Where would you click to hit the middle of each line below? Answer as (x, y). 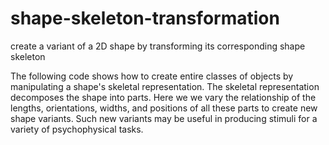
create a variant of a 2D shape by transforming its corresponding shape (158, 46)
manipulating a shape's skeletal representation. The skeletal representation (165, 86)
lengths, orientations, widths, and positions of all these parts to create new (164, 108)
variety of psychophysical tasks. (77, 129)
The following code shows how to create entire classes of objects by (152, 76)
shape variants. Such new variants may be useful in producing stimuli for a (164, 118)
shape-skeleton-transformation (145, 18)
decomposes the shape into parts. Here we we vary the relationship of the (163, 97)
